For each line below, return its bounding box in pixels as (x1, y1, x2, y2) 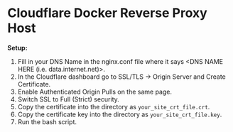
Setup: (7, 43, 28, 52)
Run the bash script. (17, 117, 77, 126)
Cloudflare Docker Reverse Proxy (7, 5, 207, 21)
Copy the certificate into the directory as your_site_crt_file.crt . (17, 102, 210, 111)
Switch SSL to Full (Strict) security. (17, 94, 119, 104)
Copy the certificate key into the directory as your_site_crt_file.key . (17, 110, 222, 119)
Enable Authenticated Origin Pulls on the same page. (17, 87, 173, 96)
